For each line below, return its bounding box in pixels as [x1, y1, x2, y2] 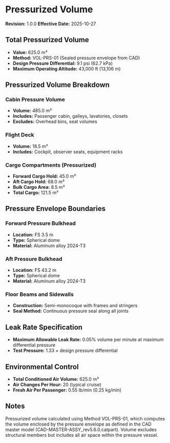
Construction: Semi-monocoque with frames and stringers [12, 303, 138, 309]
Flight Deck [5, 131, 34, 138]
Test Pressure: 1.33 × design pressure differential [12, 347, 118, 353]
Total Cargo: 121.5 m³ [12, 189, 59, 196]
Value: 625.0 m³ [12, 49, 48, 55]
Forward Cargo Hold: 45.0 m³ [12, 173, 76, 180]
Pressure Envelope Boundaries [5, 204, 106, 213]
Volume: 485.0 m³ [12, 108, 52, 114]
